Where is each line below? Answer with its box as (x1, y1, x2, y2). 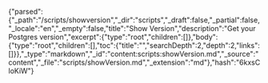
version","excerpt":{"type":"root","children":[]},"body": (39, 32, 218, 41)
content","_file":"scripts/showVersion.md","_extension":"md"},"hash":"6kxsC (8, 57, 261, 67)
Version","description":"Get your (149, 24, 256, 33)
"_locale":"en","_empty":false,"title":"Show (8, 24, 148, 33)
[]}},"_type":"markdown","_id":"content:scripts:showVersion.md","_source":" (8, 49, 259, 58)
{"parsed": (8, 7, 44, 16)
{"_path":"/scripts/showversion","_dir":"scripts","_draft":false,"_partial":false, (8, 15, 260, 25)
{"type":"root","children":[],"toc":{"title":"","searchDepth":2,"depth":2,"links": (8, 41, 260, 50)
